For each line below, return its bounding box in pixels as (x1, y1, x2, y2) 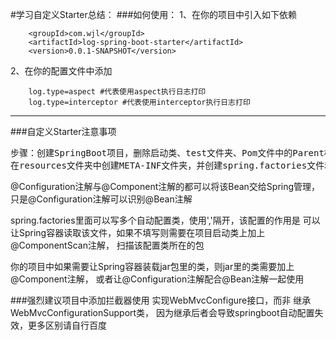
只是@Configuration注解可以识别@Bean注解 (10, 193, 193, 205)
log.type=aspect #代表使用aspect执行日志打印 (28, 87, 207, 97)
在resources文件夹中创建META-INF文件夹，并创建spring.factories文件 (10, 160, 325, 171)
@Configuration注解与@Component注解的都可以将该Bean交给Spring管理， (10, 181, 321, 192)
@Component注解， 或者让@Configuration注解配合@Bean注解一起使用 (10, 273, 305, 285)
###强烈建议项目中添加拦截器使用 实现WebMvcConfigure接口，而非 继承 (10, 294, 312, 306)
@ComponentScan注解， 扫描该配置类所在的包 (10, 239, 205, 251)
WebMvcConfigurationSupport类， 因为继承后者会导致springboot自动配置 (10, 307, 315, 318)
